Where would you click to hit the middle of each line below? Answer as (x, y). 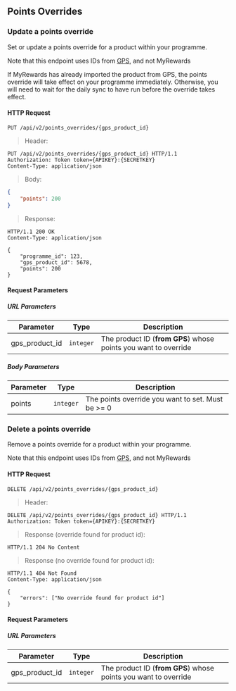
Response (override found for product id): (85, 534)
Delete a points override (49, 429)
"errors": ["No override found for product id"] (92, 598)
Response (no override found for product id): (89, 560)
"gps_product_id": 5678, (56, 262)
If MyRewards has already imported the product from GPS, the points (107, 74)
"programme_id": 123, (51, 256)
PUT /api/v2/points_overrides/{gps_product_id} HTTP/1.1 (92, 154)
